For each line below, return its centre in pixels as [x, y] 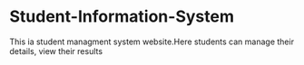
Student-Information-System [122, 17]
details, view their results [56, 51]
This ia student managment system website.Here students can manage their [152, 42]
